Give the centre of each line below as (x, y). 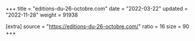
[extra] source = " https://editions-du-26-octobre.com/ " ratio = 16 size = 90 (97, 26)
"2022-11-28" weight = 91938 (42, 15)
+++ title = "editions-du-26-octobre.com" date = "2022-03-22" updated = (97, 9)
